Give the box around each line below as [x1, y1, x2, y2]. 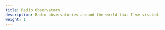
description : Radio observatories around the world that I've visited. [5, 12, 160, 17]
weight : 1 [5, 17, 26, 22]
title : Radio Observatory [5, 7, 60, 13]
